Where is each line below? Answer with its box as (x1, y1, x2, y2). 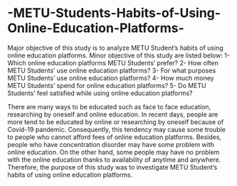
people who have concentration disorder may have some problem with (7, 140, 215, 148)
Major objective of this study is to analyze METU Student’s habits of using (7, 43, 223, 52)
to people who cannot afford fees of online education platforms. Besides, (7, 133, 222, 141)
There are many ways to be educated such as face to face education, (7, 102, 211, 111)
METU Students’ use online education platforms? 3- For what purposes (7, 66, 216, 75)
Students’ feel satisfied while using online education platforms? (7, 89, 193, 97)
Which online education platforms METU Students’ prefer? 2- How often (7, 58, 219, 67)
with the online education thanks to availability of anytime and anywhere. (7, 155, 221, 164)
